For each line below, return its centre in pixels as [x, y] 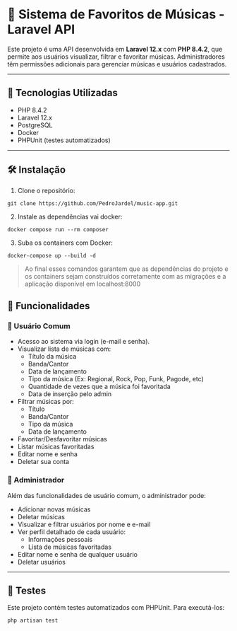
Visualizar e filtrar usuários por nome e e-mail [84, 524]
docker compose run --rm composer [58, 229]
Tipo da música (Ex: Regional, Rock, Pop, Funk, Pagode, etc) [116, 379]
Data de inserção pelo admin [70, 394]
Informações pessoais [60, 539]
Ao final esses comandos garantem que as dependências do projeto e [126, 269]
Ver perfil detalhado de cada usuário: [71, 532]
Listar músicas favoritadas [56, 447]
